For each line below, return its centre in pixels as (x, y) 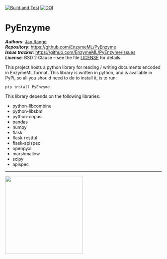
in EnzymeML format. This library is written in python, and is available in (79, 72)
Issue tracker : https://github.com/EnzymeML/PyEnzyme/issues (70, 52)
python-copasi (27, 116)
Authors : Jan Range (26, 41)
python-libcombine (32, 106)
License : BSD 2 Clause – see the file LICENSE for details (63, 57)
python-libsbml (28, 111)
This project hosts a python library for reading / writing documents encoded (83, 67)
